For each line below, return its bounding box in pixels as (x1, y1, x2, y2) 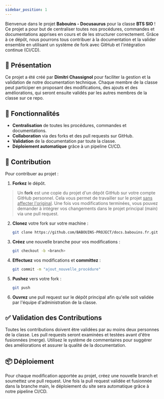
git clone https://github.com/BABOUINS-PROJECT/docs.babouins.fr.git (12, 230, 159, 235)
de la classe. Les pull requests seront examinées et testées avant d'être (5, 332, 150, 338)
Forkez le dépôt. (12, 180, 46, 186)
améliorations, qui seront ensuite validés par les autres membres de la (5, 90, 147, 96)
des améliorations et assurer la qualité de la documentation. (5, 342, 127, 348)
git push (12, 285, 31, 290)
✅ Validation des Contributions (5, 313, 102, 322)
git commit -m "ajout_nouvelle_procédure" (12, 266, 101, 271)
